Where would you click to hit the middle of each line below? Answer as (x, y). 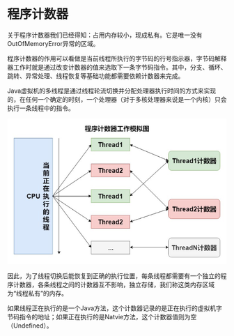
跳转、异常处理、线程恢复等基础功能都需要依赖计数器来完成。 (96, 76)
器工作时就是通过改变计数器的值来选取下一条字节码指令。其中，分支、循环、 (117, 67)
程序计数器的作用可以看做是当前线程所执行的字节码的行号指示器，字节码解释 (117, 58)
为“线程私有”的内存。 (38, 293)
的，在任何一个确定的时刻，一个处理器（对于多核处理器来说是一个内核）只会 (117, 99)
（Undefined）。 (30, 326)
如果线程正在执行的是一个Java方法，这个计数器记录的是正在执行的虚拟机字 (115, 308)
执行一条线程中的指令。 (41, 108)
